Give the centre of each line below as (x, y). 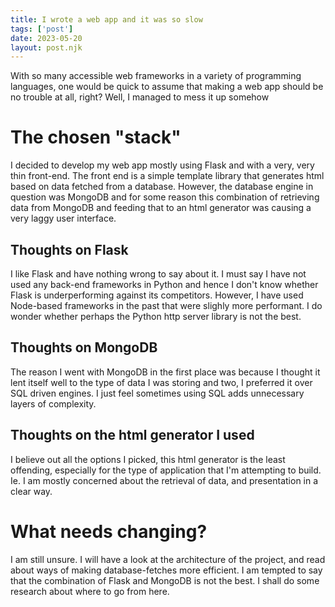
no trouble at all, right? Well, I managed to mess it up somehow (140, 97)
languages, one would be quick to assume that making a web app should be (167, 87)
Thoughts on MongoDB (84, 347)
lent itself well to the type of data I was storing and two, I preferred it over (161, 382)
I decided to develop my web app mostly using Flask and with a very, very (162, 165)
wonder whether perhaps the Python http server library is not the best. (156, 316)
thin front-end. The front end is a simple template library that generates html (167, 176)
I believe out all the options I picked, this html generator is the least (148, 459)
